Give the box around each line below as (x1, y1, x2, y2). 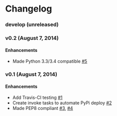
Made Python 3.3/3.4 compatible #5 (12, 59, 87, 65)
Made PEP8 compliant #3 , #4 (12, 105, 73, 111)
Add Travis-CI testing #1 (12, 94, 63, 101)
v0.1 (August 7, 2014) (5, 71, 58, 78)
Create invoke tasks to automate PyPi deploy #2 (12, 100, 112, 106)
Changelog (5, 3, 52, 15)
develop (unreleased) (5, 21, 59, 28)
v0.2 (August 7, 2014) (5, 35, 59, 42)
